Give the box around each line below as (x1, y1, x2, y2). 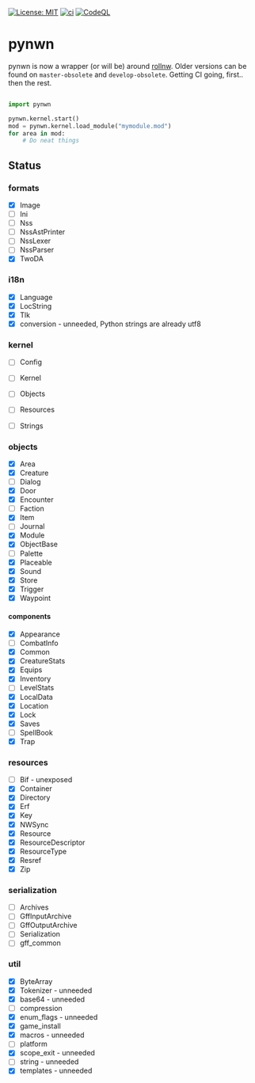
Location (19, 701, 49, 710)
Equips (19, 665, 43, 674)
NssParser (19, 245, 55, 255)
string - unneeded (19, 1057, 79, 1066)
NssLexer (19, 236, 51, 245)
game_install (19, 1021, 61, 1031)
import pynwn (8, 100, 51, 108)
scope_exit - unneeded (19, 1048, 95, 1058)
